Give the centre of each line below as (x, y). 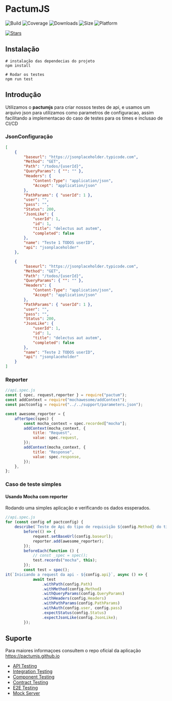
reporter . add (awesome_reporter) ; (68, 541)
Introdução (23, 95)
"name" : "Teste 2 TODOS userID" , (59, 352)
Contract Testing (30, 683)
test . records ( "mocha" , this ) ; (65, 560)
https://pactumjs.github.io (33, 656)
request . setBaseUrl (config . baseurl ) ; (73, 536)
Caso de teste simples (33, 484)
